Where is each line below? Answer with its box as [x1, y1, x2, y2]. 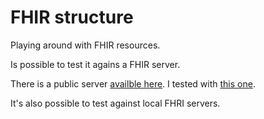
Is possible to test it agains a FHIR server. [10, 58, 181, 70]
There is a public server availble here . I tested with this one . [10, 77, 256, 90]
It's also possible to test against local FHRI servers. [10, 97, 221, 109]
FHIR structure [10, 6, 134, 29]
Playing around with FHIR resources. [10, 39, 161, 51]
